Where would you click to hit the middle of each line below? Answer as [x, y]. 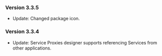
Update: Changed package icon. [46, 19]
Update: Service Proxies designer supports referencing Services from [85, 42]
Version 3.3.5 [22, 8]
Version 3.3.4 [22, 32]
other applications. [32, 48]
